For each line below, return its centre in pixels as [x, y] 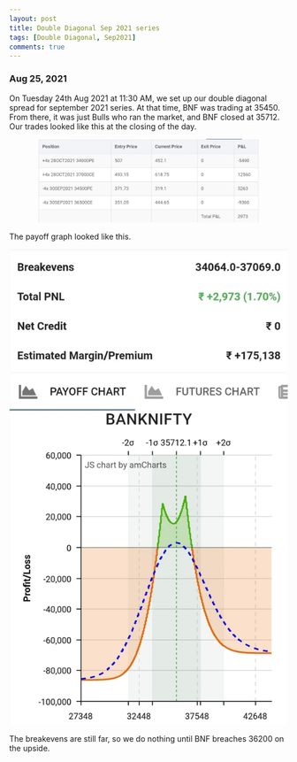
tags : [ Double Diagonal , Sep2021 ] [73, 37]
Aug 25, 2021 [38, 79]
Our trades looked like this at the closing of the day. [103, 126]
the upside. [30, 748]
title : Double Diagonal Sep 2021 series [85, 28]
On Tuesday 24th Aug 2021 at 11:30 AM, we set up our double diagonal [138, 98]
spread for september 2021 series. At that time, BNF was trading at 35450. [145, 107]
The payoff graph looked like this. [70, 236]
